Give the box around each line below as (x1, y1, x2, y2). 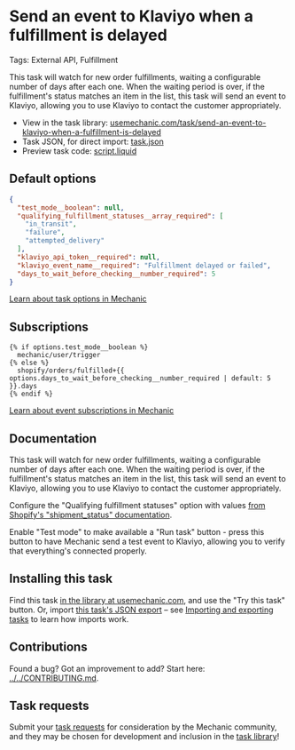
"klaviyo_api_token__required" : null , (17, 252, 161, 261)
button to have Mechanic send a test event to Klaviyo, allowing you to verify (9, 536, 285, 547)
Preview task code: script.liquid (21, 145, 137, 156)
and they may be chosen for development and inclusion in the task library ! (9, 731, 280, 742)
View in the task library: (21, 117, 109, 128)
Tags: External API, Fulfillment (9, 54, 119, 65)
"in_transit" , (25, 219, 77, 228)
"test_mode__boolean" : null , (17, 203, 125, 212)
